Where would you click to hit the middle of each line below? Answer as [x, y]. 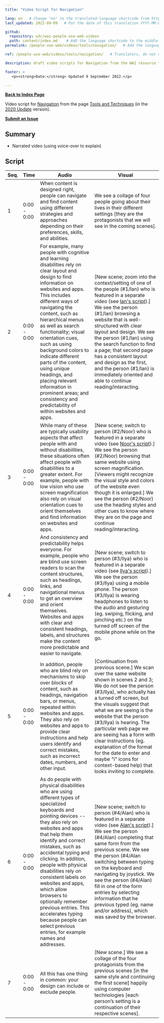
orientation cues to [61, 505]
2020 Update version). [28, 109]
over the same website [120, 674]
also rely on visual [61, 499]
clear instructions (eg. [120, 741]
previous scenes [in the [121, 970]
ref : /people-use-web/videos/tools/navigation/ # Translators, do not [81, 54]
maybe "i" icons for [117, 759]
